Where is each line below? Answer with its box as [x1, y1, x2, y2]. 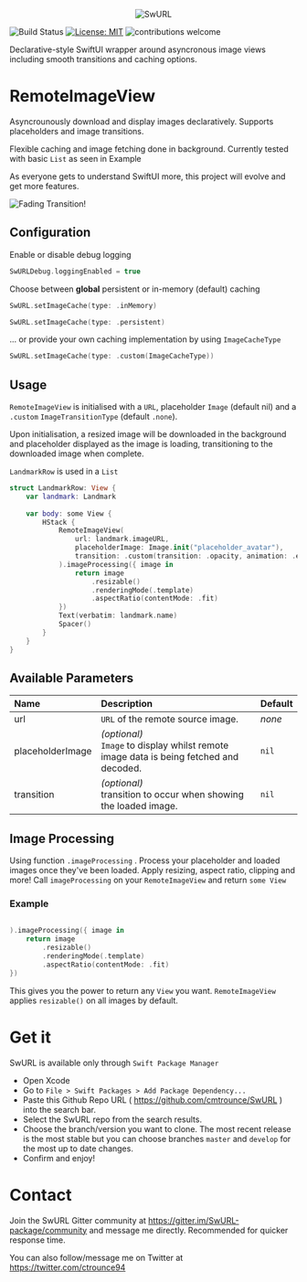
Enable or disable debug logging [9, 249, 132, 260]
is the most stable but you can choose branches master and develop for [22, 1133, 291, 1144]
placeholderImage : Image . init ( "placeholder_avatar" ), [74, 543, 284, 552]
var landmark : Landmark [26, 492, 117, 501]
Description [100, 698, 153, 710]
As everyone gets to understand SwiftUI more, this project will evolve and [9, 170, 286, 182]
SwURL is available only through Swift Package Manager [9, 1057, 219, 1068]
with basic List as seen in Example [9, 153, 142, 164]
